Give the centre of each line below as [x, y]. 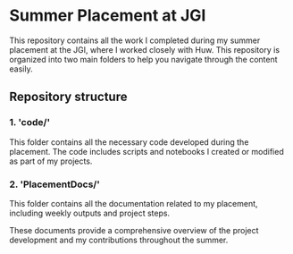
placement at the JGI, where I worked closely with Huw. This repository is [144, 49]
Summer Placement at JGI [108, 16]
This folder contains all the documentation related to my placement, [134, 203]
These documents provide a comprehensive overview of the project [134, 230]
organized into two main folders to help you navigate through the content [144, 59]
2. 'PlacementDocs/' [55, 184]
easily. [21, 69]
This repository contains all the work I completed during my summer [135, 40]
